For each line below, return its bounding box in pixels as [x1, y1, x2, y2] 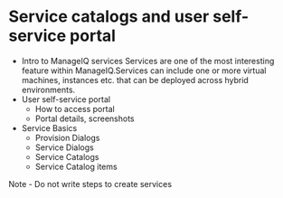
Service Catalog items [34, 161, 118, 172]
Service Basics [21, 122, 78, 133]
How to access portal [34, 103, 115, 114]
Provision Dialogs [34, 132, 100, 143]
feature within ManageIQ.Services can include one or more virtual [21, 65, 267, 76]
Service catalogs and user [8, 6, 210, 27]
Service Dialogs [34, 142, 94, 153]
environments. [21, 84, 76, 95]
